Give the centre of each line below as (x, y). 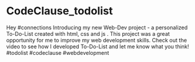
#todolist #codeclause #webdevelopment (58, 52)
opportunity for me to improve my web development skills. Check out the (97, 40)
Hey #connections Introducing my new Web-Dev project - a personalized (97, 27)
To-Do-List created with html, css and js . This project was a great (88, 33)
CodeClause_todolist (60, 11)
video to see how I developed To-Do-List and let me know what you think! (98, 46)
